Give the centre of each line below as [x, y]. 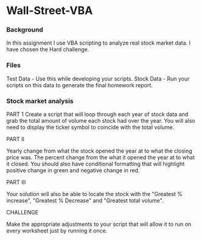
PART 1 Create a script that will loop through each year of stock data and [97, 114]
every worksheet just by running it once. [57, 231]
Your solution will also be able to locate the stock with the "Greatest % [94, 194]
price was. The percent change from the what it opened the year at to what [100, 158]
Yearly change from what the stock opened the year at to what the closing [99, 151]
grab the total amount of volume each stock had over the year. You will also [101, 121]
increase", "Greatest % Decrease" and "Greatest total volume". [85, 201]
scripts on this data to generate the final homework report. [80, 85]
